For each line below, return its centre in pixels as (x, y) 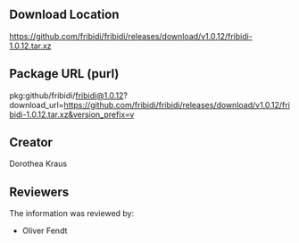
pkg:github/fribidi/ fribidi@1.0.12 (66, 95)
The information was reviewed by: (72, 214)
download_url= (37, 105)
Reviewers (39, 192)
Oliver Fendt (45, 230)
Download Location (64, 15)
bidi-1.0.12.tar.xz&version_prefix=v (72, 114)
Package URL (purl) (64, 74)
